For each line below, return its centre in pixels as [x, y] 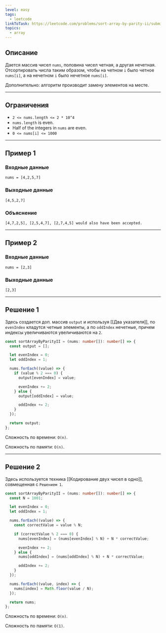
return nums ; [23, 602]
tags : [11, 14]
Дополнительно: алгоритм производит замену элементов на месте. [77, 85]
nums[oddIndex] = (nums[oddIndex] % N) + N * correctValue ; [81, 557]
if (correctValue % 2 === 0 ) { [46, 534]
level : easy [17, 10]
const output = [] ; [30, 346]
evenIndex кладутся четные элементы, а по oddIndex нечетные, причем [80, 327]
